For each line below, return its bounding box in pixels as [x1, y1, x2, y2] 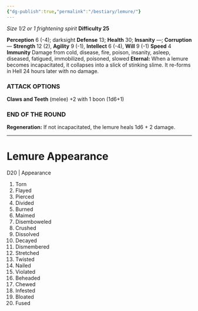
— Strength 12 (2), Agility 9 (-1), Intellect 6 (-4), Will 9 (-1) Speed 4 [6, 42, 172, 49]
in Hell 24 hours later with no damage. [6, 67, 99, 74]
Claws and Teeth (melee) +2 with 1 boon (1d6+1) [6, 95, 125, 102]
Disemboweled [15, 219, 52, 226]
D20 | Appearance [6, 169, 52, 177]
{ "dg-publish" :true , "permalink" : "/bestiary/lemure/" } [6, 8, 142, 15]
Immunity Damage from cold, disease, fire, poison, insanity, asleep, [6, 48, 171, 56]
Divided [15, 200, 34, 207]
